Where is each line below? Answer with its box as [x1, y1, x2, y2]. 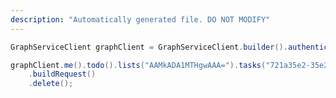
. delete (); [28, 79, 74, 89]
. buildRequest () [28, 69, 97, 80]
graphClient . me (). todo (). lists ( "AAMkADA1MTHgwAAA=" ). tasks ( [10, 60, 267, 70]
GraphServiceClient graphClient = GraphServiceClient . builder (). [10, 42, 288, 52]
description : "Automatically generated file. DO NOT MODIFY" [10, 14, 271, 25]
